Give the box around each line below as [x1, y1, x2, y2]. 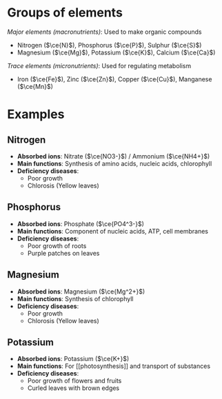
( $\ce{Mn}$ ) [17, 82, 54, 90]
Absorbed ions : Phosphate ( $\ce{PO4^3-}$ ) [17, 219, 145, 228]
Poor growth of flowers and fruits [27, 377, 122, 385]
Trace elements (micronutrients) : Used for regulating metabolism [7, 61, 192, 70]
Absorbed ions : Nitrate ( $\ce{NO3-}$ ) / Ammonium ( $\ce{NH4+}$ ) [17, 152, 210, 160]
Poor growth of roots [27, 241, 87, 249]
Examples [7, 107, 65, 122]
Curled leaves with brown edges [27, 384, 120, 392]
